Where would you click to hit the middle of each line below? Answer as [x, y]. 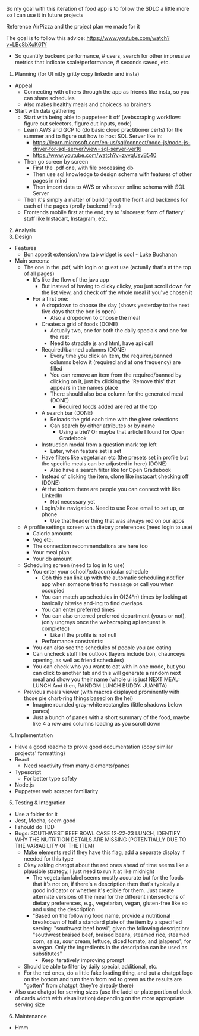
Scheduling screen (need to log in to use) [74, 565]
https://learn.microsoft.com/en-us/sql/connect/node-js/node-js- [111, 142]
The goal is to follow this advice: [46, 38]
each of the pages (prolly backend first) [72, 206]
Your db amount [52, 559]
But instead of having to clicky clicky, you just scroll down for [116, 286]
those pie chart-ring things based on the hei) [78, 698]
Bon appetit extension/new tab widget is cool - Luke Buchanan [100, 254]
